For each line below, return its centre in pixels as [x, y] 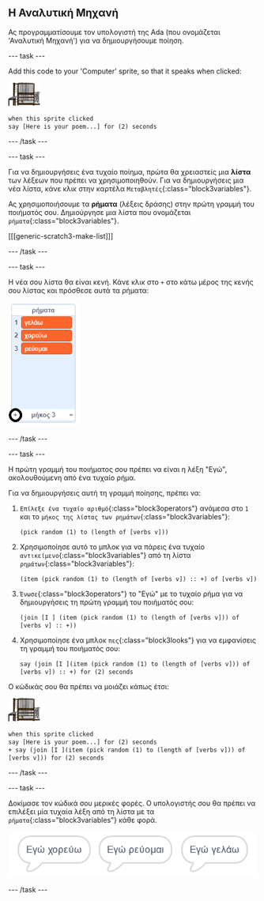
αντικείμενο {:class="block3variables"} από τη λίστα [105, 555]
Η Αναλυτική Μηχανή [63, 13]
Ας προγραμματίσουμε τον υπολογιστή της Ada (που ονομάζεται [114, 32]
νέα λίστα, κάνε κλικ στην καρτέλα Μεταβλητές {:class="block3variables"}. [130, 188]
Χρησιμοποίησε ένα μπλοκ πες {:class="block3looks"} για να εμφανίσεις [138, 640]
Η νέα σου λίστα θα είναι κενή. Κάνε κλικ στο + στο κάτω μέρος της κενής [131, 282]
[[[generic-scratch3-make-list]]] [61, 236]
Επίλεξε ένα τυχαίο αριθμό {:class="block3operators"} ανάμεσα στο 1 [134, 508]
